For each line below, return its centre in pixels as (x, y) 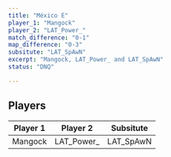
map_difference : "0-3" (45, 45)
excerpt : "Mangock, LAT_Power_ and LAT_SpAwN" (86, 60)
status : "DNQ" (32, 67)
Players (27, 106)
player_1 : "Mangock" (42, 23)
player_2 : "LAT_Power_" (47, 30)
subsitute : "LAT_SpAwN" (47, 52)
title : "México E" (38, 15)
